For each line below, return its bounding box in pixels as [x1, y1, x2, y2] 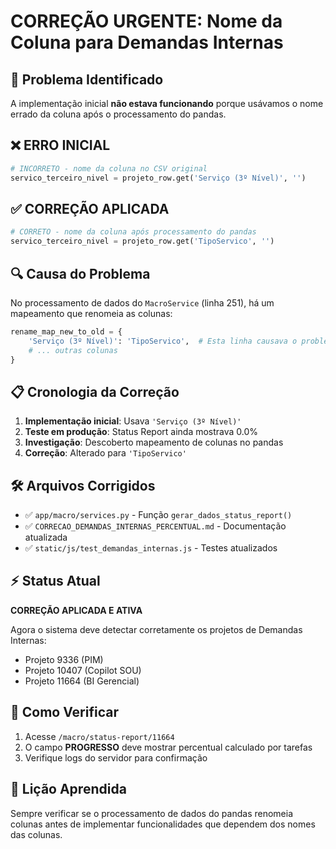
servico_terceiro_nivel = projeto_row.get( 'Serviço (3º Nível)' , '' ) [10, 173, 307, 183]
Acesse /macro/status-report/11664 [24, 730, 175, 742]
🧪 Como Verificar [10, 704, 119, 721]
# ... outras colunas [28, 345, 118, 355]
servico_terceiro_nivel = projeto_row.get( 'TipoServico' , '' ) [10, 236, 275, 247]
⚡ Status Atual [10, 573, 101, 590]
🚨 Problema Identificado [10, 71, 164, 88]
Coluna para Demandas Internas [10, 31, 284, 54]
